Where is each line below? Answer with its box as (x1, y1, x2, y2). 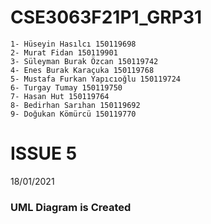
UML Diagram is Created (10, 200, 132, 214)
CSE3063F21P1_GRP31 (10, 6, 203, 29)
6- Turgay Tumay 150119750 (10, 82, 123, 93)
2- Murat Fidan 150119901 (10, 47, 118, 58)
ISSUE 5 (10, 142, 78, 165)
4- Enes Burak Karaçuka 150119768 (10, 65, 155, 75)
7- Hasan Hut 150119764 (10, 91, 110, 101)
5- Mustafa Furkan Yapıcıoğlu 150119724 (10, 74, 182, 84)
